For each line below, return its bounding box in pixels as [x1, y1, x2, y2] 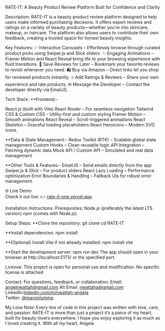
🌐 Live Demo [5, 188, 32, 194]
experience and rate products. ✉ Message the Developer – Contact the [5, 82, 150, 87]
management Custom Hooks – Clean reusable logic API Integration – [5, 142, 145, 148]
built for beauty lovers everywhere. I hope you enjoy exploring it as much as [5, 315, 160, 321]
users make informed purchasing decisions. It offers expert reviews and [5, 19, 152, 25]
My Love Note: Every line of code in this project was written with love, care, [5, 305, 160, 310]
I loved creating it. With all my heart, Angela [5, 321, 94, 326]
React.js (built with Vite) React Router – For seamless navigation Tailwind [5, 106, 154, 111]
